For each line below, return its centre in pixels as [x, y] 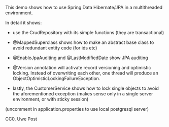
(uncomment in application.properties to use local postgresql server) [77, 109]
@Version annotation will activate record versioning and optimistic [82, 68]
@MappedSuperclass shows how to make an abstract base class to [83, 42]
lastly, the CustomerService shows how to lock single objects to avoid [86, 88]
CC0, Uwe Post [21, 119]
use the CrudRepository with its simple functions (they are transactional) [88, 32]
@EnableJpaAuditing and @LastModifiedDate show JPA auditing [80, 58]
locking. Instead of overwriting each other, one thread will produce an [85, 73]
